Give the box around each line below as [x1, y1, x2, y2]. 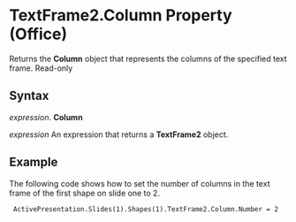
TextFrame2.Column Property [9, 5, 232, 26]
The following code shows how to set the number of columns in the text [9, 178, 270, 188]
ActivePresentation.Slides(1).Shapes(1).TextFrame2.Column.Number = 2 [12, 204, 278, 213]
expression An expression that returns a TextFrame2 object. [9, 129, 229, 140]
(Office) [9, 24, 68, 44]
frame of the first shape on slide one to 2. [9, 188, 161, 198]
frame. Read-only [9, 63, 73, 73]
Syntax [9, 88, 49, 103]
